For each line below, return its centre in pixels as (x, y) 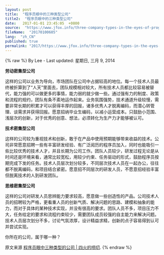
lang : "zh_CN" (20, 37)
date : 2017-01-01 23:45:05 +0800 (42, 23)
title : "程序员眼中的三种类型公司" (38, 14)
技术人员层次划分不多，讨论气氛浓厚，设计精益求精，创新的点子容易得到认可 (82, 220)
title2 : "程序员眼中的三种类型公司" (39, 19)
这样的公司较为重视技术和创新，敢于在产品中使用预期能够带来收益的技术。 (80, 138)
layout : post (18, 10)
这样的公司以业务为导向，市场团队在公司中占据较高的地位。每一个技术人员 (80, 81)
